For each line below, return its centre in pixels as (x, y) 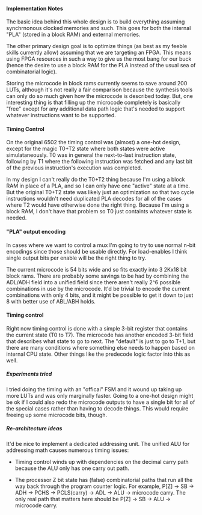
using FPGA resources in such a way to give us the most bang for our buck (99, 59)
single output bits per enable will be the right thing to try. (76, 258)
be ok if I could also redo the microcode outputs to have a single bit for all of (101, 402)
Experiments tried (29, 374)
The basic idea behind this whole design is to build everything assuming (96, 22)
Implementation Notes (35, 8)
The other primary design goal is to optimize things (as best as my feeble (97, 46)
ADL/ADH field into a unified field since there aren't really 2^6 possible (93, 282)
